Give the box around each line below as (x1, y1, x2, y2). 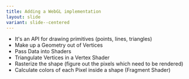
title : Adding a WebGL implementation (6, 8, 101, 15)
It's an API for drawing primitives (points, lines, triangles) (14, 36, 152, 43)
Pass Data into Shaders (14, 48, 72, 55)
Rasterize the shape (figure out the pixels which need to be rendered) (14, 60, 184, 67)
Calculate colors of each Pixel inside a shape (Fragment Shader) (14, 67, 171, 74)
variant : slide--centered (6, 19, 69, 25)
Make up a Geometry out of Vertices (14, 42, 103, 49)
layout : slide (6, 14, 41, 20)
